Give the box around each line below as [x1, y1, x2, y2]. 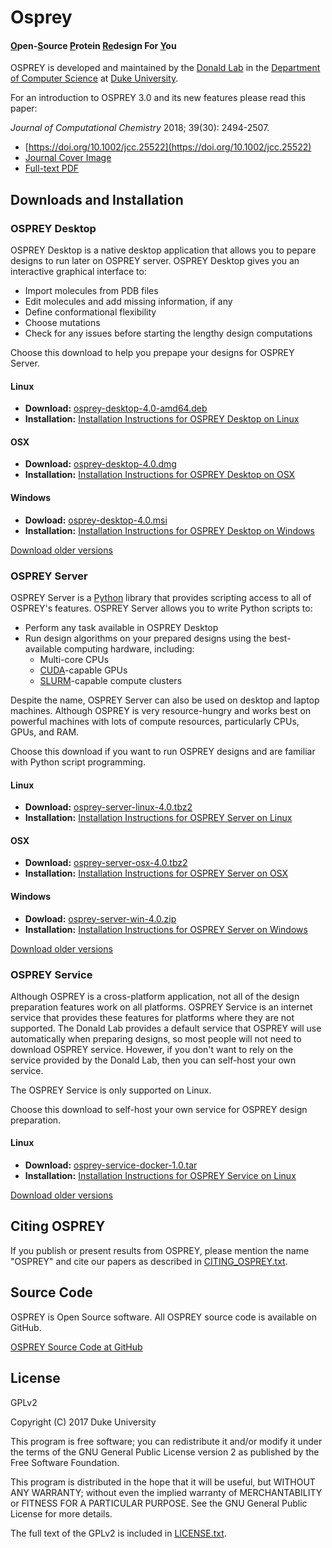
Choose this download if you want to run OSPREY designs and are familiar [10, 745, 316, 757]
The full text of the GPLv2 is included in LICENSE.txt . [10, 1527, 227, 1539]
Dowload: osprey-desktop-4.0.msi [24, 514, 168, 526]
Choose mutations [24, 317, 101, 329]
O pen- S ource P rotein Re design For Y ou [10, 39, 177, 51]
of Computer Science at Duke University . [10, 72, 179, 85]
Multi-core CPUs [39, 653, 110, 665]
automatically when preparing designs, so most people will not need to [10, 1032, 302, 1045]
